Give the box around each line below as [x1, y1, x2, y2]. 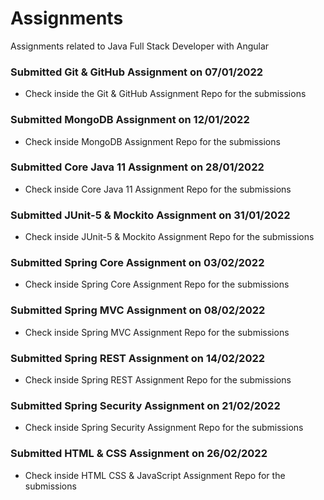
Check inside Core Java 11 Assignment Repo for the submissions [24, 183, 292, 195]
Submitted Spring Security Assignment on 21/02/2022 [10, 398, 281, 412]
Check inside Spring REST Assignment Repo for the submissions [24, 374, 292, 386]
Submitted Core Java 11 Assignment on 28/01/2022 [10, 160, 265, 174]
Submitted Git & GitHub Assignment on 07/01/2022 [10, 65, 264, 79]
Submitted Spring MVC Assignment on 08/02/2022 [10, 303, 266, 317]
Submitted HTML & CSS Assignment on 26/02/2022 [10, 447, 268, 461]
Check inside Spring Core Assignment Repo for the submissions [24, 278, 290, 291]
